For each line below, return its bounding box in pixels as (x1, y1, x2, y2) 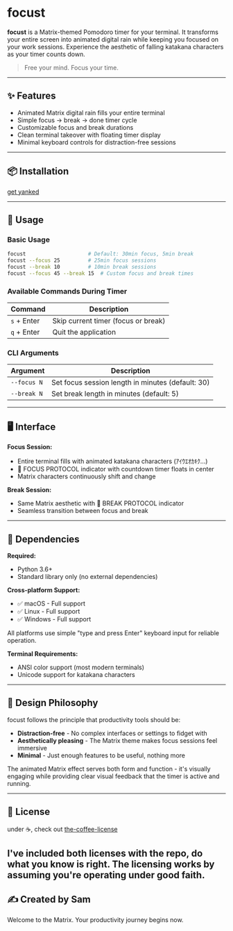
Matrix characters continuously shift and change (17, 472, 156, 480)
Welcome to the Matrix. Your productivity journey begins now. (7, 915, 184, 924)
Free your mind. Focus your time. (24, 63, 119, 72)
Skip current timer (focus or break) (52, 316, 166, 326)
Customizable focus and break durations (17, 123, 134, 131)
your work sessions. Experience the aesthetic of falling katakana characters (7, 42, 224, 51)
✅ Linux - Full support (17, 607, 80, 615)
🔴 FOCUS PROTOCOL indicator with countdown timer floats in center (17, 465, 215, 473)
